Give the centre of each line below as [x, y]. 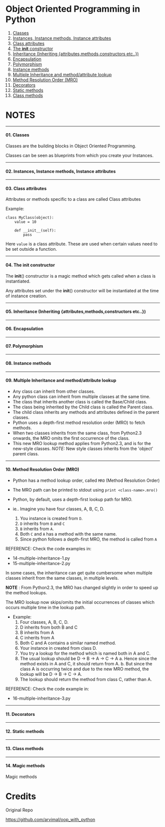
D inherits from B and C [42, 523]
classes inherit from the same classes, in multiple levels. [62, 578]
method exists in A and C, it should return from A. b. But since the [86, 663]
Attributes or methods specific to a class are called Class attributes [73, 199]
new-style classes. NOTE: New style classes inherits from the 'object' [83, 449]
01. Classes [18, 135]
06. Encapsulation [24, 329]
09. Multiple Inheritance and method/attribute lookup [61, 380]
